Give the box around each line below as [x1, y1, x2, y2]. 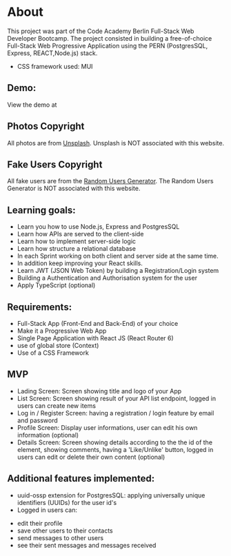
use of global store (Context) [17, 342, 99, 349]
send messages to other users [17, 533, 104, 542]
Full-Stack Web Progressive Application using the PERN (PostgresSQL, [7, 41, 208, 50]
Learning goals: [7, 204, 76, 216]
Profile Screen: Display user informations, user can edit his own [17, 423, 198, 431]
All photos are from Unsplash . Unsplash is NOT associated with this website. [7, 138, 225, 147]
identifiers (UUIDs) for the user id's [17, 498, 117, 506]
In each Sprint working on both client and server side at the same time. [17, 252, 219, 260]
